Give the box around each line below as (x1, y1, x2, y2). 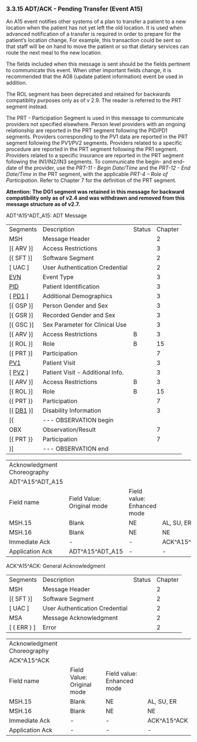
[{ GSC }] (9, 321, 34, 329)
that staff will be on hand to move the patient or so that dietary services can (6, 43, 189, 50)
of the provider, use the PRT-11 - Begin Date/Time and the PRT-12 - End (18, 164, 191, 171)
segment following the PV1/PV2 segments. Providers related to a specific (6, 140, 183, 147)
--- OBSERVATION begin (42, 416, 114, 424)
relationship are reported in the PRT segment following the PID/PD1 (6, 127, 168, 134)
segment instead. (6, 103, 48, 110)
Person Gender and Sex (42, 302, 108, 310)
